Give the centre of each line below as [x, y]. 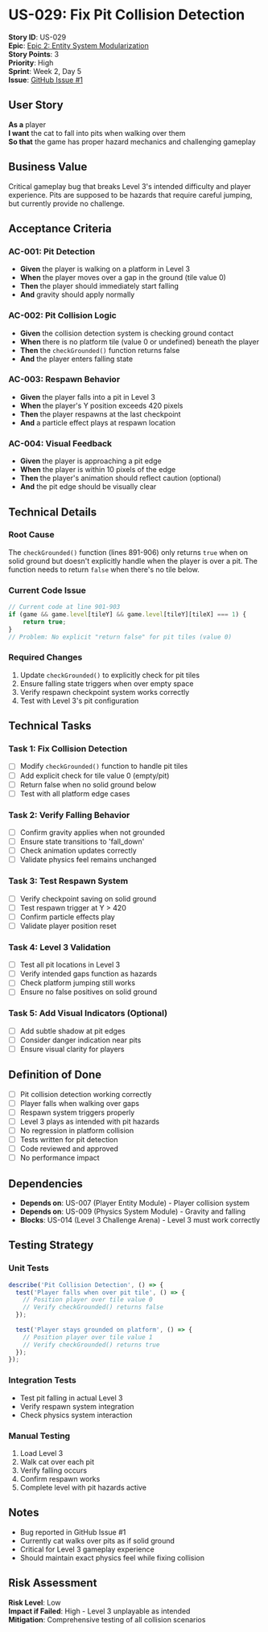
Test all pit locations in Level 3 [70, 965]
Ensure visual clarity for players [72, 1049]
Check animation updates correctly [78, 851]
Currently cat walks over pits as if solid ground [97, 1540]
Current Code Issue [47, 590]
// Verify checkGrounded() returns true [91, 1345]
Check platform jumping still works [77, 983]
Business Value [48, 167]
